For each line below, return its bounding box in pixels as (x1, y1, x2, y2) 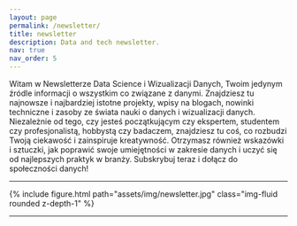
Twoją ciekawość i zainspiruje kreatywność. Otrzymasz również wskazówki (9, 135, 285, 145)
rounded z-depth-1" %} (9, 199, 95, 208)
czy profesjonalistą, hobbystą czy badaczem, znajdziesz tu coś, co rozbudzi (9, 126, 287, 136)
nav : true (9, 46, 46, 55)
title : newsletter (9, 29, 77, 38)
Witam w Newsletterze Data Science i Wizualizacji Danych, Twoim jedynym (9, 79, 283, 89)
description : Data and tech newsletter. (9, 37, 161, 47)
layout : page (9, 12, 57, 22)
